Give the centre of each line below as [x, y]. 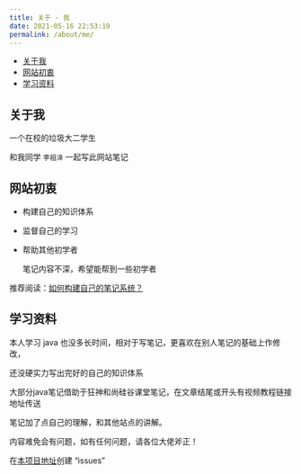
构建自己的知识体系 [58, 211]
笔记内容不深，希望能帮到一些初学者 [89, 269]
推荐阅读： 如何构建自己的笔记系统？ [76, 288]
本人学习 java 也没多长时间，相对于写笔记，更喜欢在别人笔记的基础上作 [141, 342]
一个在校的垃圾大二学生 [53, 138]
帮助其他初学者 [50, 250]
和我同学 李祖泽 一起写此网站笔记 [69, 157]
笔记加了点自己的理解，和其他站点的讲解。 [88, 422]
